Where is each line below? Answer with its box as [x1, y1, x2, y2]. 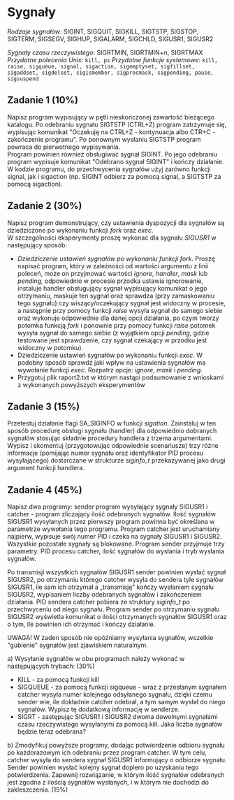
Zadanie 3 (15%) [7, 400, 80, 412]
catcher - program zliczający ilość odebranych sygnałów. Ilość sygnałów [7, 510, 217, 518]
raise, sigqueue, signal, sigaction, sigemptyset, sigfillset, [7, 63, 196, 70]
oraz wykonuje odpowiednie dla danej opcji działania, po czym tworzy [17, 314, 219, 322]
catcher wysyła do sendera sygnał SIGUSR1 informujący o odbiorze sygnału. [7, 756, 227, 764]
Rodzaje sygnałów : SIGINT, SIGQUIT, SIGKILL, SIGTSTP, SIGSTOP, [7, 27, 199, 36]
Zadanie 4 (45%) [7, 483, 82, 496]
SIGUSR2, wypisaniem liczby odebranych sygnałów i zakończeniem [7, 590, 202, 599]
